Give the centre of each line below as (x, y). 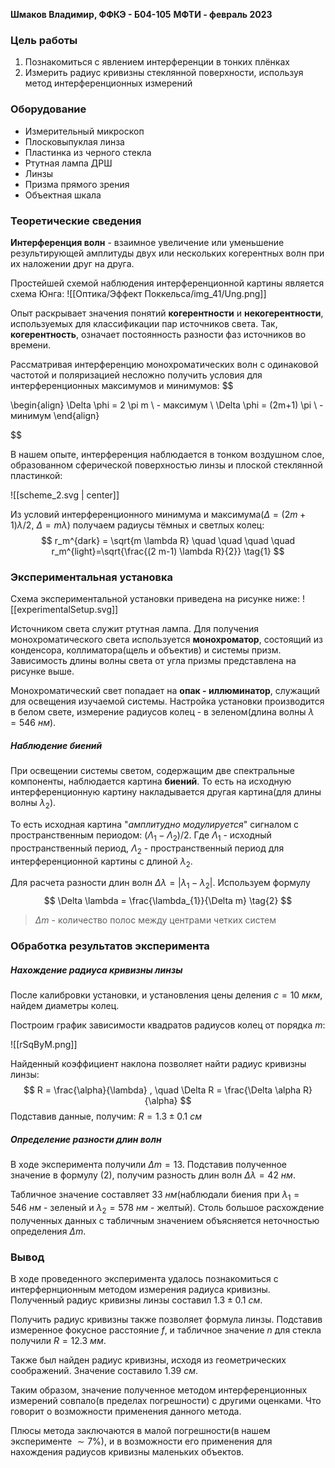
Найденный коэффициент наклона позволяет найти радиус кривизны (158, 1064)
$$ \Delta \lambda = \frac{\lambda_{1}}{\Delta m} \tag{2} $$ (168, 901)
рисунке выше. (42, 671)
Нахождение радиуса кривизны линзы (96, 970)
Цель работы (44, 40)
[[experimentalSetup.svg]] (64, 610)
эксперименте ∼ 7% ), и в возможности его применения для (141, 1441)
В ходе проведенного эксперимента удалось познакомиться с (144, 1278)
